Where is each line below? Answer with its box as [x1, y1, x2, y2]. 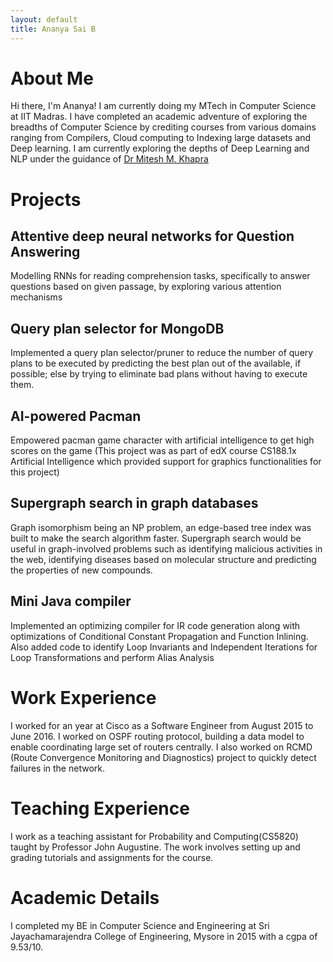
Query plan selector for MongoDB [10, 320, 225, 337]
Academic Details [10, 886, 160, 909]
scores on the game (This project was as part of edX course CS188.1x [10, 445, 297, 457]
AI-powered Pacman [10, 407, 142, 425]
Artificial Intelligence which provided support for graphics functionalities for [10, 456, 322, 468]
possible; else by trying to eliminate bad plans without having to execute [10, 368, 308, 380]
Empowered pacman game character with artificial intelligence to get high [10, 434, 315, 446]
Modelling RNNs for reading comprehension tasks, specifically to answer [10, 270, 311, 282]
